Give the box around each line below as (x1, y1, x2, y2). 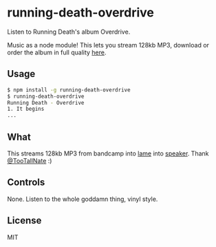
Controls (7, 177, 45, 189)
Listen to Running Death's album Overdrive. (7, 28, 131, 36)
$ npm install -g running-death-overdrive (7, 86, 131, 94)
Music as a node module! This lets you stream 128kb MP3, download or (7, 41, 210, 49)
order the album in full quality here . (7, 48, 107, 56)
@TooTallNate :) (7, 156, 52, 164)
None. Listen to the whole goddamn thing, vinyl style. (7, 195, 158, 203)
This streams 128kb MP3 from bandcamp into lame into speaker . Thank (7, 149, 209, 158)
